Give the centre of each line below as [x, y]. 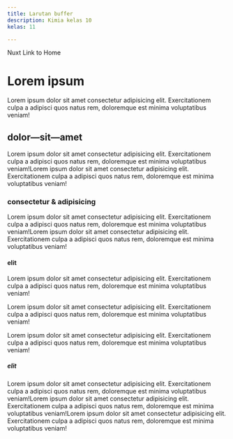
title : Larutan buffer [40, 14]
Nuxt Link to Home [34, 52]
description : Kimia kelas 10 [50, 20]
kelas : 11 [22, 27]
